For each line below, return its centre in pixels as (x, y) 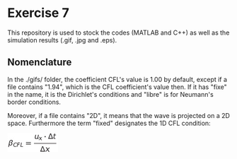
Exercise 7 (38, 13)
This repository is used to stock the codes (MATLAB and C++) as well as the (118, 33)
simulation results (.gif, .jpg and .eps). (62, 40)
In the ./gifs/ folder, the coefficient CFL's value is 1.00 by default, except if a (117, 79)
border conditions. (34, 102)
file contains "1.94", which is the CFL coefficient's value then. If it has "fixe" (117, 87)
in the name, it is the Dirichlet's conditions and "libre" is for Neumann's (110, 94)
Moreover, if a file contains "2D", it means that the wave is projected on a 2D (118, 115)
